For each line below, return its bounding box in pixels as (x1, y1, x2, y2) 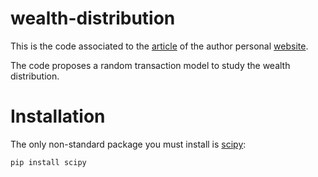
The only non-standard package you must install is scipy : (10, 138, 247, 150)
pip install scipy (10, 157, 87, 167)
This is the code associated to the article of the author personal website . (10, 40, 309, 52)
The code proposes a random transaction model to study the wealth (10, 59, 291, 71)
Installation (10, 105, 106, 128)
